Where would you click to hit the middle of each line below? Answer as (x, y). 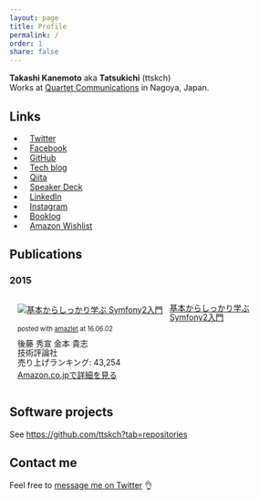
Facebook (48, 148)
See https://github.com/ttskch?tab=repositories (98, 434)
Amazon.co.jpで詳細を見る (67, 375)
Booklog (45, 216)
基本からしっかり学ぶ (209, 308)
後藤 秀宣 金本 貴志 (53, 343)
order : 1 (26, 43)
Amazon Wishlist (61, 226)
